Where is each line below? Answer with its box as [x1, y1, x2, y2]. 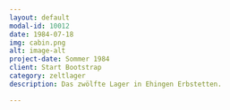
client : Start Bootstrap [9, 63, 102, 72]
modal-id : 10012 [9, 21, 70, 30]
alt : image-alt [9, 47, 66, 55]
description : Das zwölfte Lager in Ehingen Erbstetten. [9, 80, 222, 89]
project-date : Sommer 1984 [9, 55, 110, 63]
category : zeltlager [9, 72, 87, 80]
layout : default [9, 13, 70, 22]
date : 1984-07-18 [9, 30, 74, 38]
